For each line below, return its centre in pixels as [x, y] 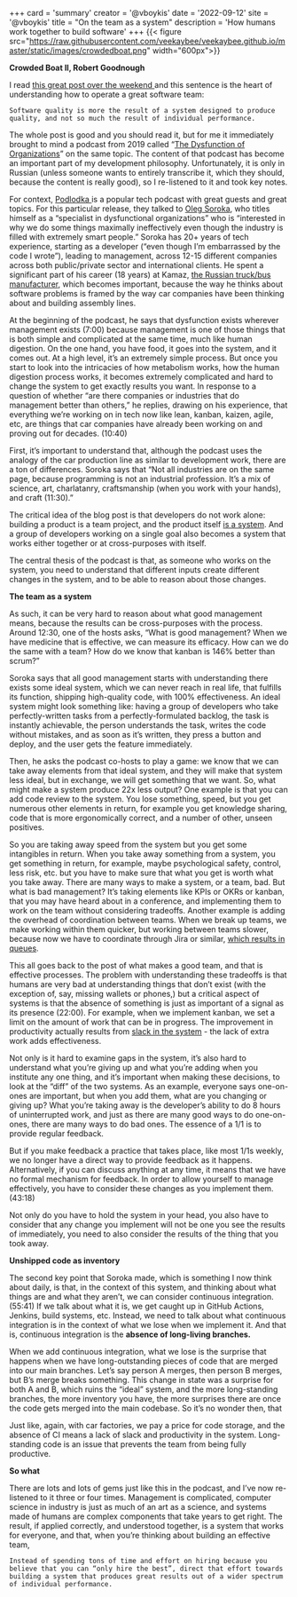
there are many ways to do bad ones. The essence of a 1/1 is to [146, 1124]
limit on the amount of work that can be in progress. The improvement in [141, 1022]
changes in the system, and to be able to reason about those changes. [138, 579]
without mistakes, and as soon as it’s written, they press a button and [135, 735]
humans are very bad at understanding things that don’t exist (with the [137, 984]
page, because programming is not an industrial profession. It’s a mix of [140, 479]
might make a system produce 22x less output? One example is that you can [148, 790]
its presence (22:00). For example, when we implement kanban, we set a [142, 1012]
